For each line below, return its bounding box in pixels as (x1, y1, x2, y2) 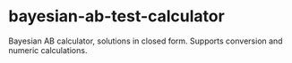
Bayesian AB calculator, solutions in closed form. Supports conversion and (8, 35, 283, 46)
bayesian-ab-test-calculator (8, 6, 225, 27)
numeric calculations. (8, 44, 88, 55)
